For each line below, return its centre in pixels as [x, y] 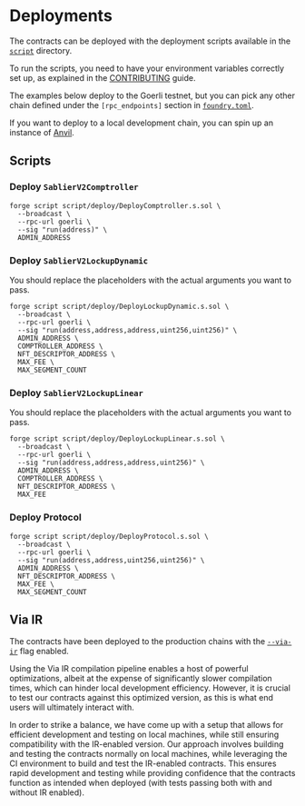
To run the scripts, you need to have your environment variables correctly [147, 68]
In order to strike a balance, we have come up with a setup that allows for [147, 725]
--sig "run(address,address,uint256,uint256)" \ [111, 560]
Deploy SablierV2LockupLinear [76, 393]
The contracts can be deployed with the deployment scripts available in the [150, 41]
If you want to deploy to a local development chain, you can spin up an [142, 123]
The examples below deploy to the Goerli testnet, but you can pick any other [152, 95]
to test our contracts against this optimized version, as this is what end [142, 698]
